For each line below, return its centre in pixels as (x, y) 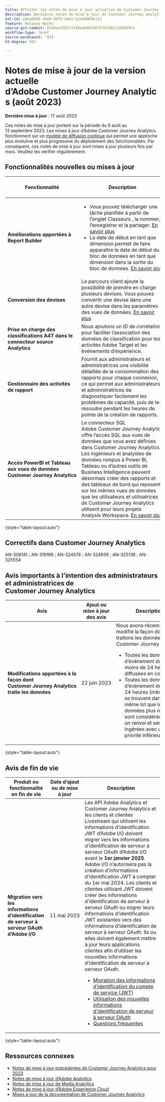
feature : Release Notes (29, 23)
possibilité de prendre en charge (119, 287)
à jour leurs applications (112, 945)
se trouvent (137, 698)
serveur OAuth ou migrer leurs (120, 907)
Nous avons (130, 626)
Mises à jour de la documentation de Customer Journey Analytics (78, 1094)
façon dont (21, 680)
